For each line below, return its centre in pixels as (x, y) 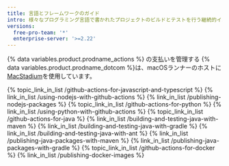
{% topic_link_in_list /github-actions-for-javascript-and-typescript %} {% (110, 90)
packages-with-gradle (39, 148)
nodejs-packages (32, 105)
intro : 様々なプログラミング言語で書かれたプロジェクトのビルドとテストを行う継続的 (112, 20)
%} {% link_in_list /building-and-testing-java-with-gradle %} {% (117, 126)
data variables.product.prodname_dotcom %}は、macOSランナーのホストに (114, 68)
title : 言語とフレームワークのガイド (54, 13)
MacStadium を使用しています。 (51, 77)
